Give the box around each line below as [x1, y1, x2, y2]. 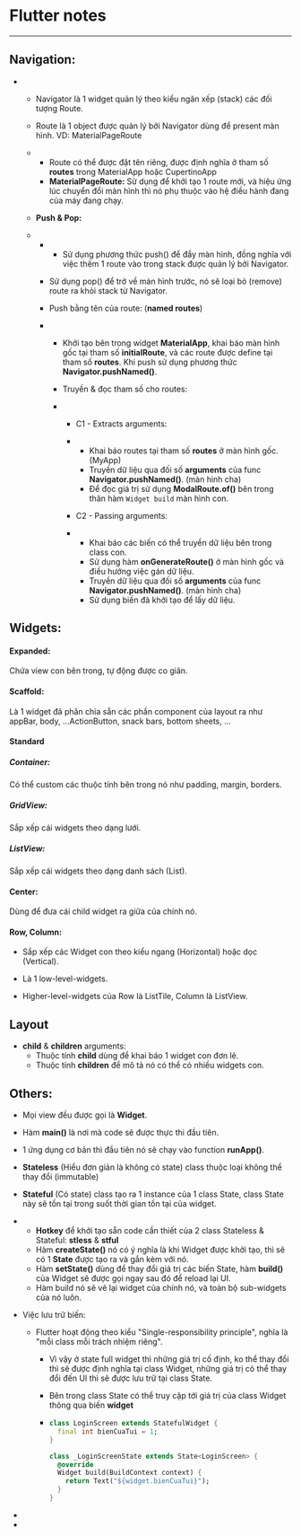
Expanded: [9, 645, 51, 656]
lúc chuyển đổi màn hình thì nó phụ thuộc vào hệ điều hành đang [48, 185, 289, 196]
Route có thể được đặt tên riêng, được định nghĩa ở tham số [48, 156, 269, 167]
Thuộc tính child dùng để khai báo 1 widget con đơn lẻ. [35, 1050, 239, 1061]
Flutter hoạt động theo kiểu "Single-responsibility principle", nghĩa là [35, 1327, 288, 1338]
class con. [89, 547, 127, 557]
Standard [9, 736, 45, 747]
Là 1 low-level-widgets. [21, 973, 108, 984]
